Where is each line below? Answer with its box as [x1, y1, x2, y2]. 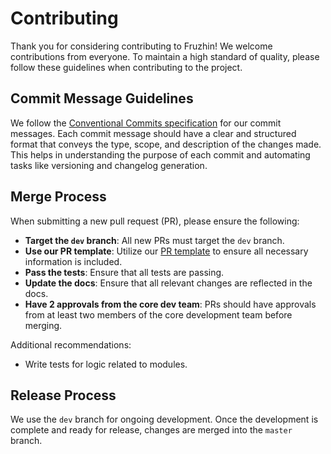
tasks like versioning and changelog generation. [10, 159, 208, 171]
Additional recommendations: [10, 338, 132, 351]
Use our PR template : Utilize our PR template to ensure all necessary [24, 245, 309, 257]
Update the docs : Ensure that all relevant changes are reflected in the [24, 277, 313, 289]
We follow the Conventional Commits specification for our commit [10, 117, 282, 129]
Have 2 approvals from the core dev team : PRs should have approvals [24, 298, 317, 310]
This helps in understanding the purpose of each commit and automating [10, 148, 311, 161]
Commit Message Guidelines [10, 90, 194, 107]
